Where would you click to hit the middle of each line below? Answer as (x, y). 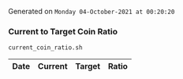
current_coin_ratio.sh (45, 48)
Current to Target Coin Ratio (63, 31)
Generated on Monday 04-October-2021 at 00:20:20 (91, 11)
